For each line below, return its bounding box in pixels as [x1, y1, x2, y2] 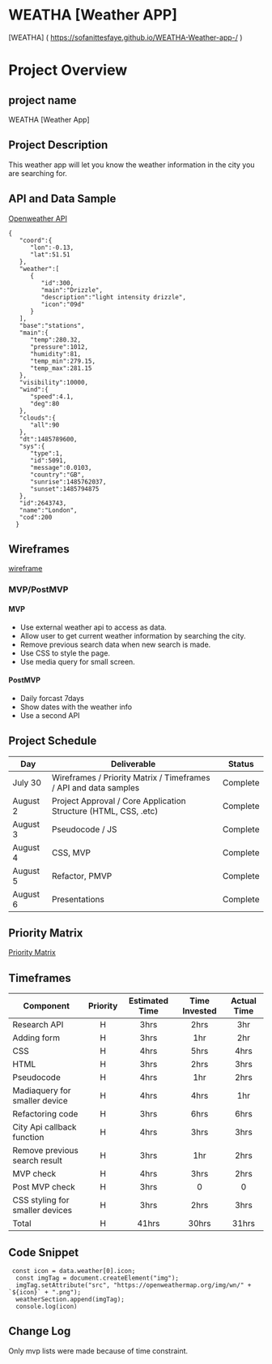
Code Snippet [8, 1246, 79, 1259]
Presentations [51, 893, 105, 905]
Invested [181, 1005, 217, 1017]
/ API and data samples [51, 781, 140, 793]
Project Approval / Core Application [51, 795, 186, 807]
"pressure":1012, [29, 342, 89, 351]
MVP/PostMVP [8, 584, 69, 596]
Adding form [12, 1032, 61, 1043]
